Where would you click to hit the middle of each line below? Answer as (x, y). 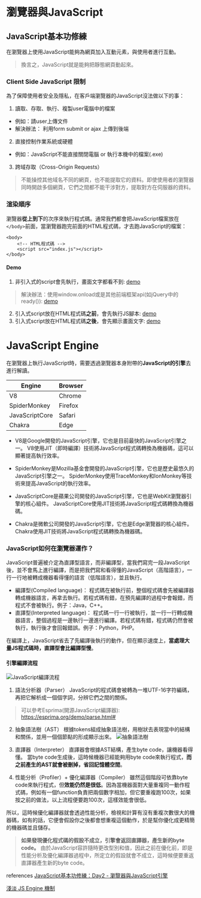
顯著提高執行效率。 (39, 455)
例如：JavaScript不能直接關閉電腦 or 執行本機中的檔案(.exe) (89, 154)
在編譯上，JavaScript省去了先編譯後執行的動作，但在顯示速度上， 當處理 (95, 641)
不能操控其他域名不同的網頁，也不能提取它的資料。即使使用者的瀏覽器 (107, 180)
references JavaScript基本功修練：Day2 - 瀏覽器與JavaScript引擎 (87, 876)
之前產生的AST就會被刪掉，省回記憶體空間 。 (70, 765)
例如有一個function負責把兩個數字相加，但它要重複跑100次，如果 (111, 792)
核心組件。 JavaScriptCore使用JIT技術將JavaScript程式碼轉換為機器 (109, 503)
